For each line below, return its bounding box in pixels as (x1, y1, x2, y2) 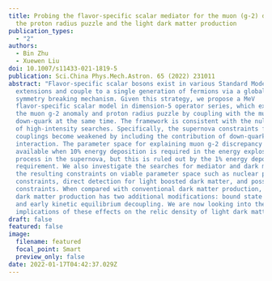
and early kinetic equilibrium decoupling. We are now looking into (15, 200, 252, 208)
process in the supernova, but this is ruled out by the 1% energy (15, 155, 249, 163)
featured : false (8, 223, 63, 231)
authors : (8, 42, 38, 50)
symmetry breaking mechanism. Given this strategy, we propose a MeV (15, 95, 255, 103)
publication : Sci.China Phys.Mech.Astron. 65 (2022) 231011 (8, 72, 216, 80)
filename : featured (15, 238, 82, 246)
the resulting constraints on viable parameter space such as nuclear (15, 170, 259, 178)
